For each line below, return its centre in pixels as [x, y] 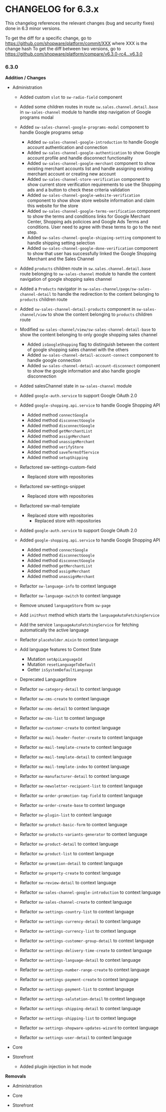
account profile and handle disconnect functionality [80, 158]
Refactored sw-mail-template [50, 506]
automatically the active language [54, 630]
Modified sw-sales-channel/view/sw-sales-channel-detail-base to [88, 329]
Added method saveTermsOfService [63, 452]
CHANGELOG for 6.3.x [52, 9]
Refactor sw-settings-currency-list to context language [78, 931]
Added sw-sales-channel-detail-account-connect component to [93, 355]
